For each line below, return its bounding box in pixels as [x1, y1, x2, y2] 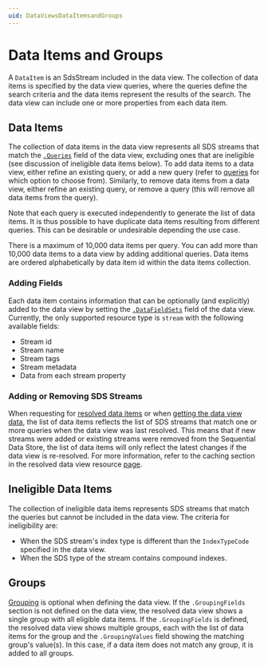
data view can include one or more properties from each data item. [8, 97, 228, 108]
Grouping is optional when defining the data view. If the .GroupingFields [8, 597, 246, 607]
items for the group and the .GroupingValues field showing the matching [8, 631, 245, 640]
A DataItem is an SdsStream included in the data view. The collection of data [8, 73, 258, 82]
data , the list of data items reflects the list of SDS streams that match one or [8, 416, 258, 427]
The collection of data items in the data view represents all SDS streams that [8, 142, 259, 152]
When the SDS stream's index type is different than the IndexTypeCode [19, 536, 250, 546]
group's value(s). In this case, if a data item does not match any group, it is [8, 640, 254, 649]
